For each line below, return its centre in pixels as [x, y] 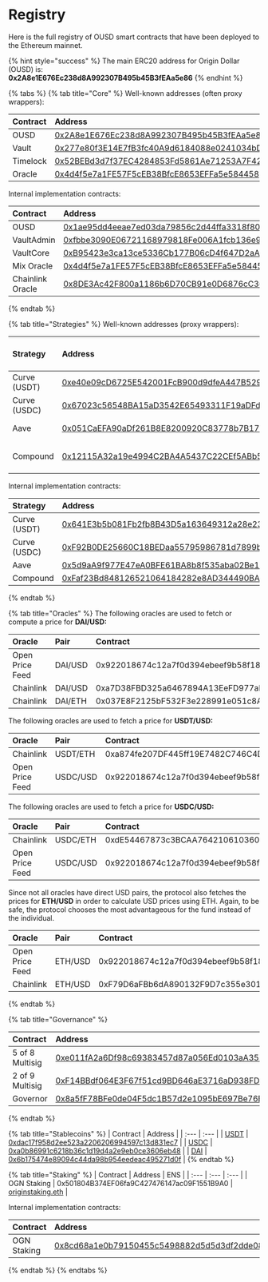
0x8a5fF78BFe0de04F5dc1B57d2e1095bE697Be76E [159, 1098]
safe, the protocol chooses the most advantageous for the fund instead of [130, 910]
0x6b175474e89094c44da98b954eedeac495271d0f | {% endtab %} [121, 1159]
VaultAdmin [34, 240]
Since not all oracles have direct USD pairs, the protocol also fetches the [127, 892]
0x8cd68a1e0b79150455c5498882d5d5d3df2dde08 [159, 1245]
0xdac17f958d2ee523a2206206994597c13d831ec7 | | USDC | [110, 1142]
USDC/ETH [76, 839]
